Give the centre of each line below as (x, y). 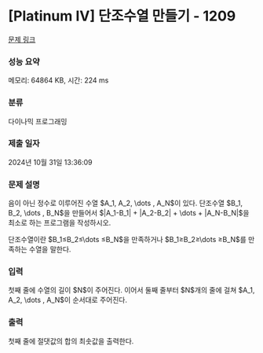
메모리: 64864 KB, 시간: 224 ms (58, 80)
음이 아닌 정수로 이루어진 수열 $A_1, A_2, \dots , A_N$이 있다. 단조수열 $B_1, (126, 203)
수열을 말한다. (50, 249)
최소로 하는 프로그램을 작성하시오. (60, 223)
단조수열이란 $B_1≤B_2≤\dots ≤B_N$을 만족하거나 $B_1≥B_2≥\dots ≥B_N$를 (128, 240)
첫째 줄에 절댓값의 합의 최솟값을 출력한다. (71, 341)
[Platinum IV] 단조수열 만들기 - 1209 (122, 16)
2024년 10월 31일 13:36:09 (50, 162)
